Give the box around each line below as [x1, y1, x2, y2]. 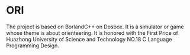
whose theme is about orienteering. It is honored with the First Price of [6, 29, 179, 36]
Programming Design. [6, 42, 59, 49]
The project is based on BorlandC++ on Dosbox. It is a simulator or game [6, 23, 185, 30]
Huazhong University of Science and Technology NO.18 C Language [6, 35, 173, 43]
